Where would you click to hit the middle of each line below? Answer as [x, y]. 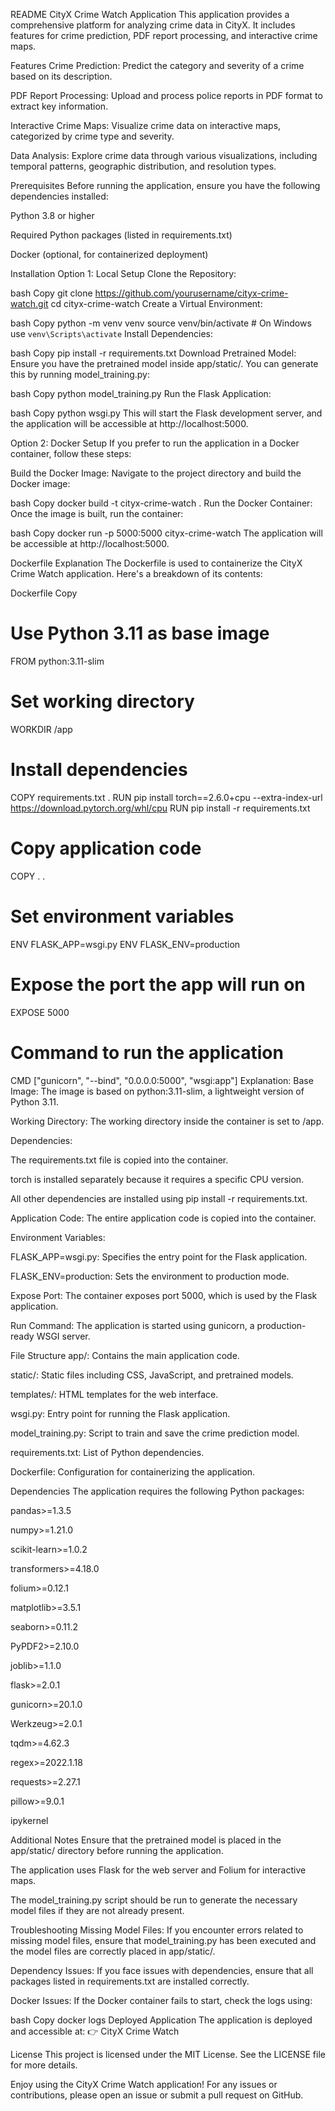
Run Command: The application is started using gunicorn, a [132, 1325]
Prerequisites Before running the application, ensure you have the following [165, 185]
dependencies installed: [59, 196]
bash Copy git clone [51, 293]
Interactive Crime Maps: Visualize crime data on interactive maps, [146, 125]
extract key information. [59, 106]
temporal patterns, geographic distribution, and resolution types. [143, 166]
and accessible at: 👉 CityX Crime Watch [95, 2031]
